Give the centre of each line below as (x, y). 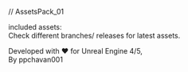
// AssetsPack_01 (36, 12)
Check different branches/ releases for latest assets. (94, 36)
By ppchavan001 (36, 60)
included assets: (35, 27)
